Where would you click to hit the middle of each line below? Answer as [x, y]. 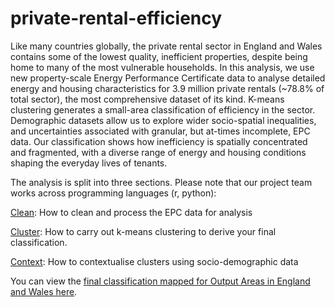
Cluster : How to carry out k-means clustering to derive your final [143, 231]
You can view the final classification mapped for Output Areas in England [160, 281]
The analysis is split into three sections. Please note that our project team [161, 182]
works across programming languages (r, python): [113, 193]
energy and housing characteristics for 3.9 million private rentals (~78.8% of [167, 88]
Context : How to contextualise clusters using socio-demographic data [154, 261]
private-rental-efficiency [116, 18]
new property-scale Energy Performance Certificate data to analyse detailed [168, 78]
